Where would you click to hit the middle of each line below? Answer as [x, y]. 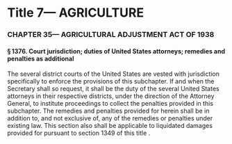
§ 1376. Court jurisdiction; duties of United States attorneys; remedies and [116, 51]
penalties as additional [41, 58]
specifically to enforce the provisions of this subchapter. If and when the [111, 81]
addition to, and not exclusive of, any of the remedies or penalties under [110, 118]
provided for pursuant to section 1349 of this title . [79, 133]
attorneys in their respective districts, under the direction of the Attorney [111, 96]
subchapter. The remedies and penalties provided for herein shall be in [108, 111]
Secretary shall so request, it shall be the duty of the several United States [114, 89]
